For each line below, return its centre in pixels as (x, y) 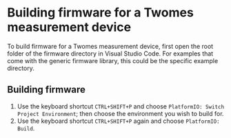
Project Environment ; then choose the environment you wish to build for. (120, 113)
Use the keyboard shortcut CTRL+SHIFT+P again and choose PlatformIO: (118, 121)
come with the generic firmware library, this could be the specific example (113, 60)
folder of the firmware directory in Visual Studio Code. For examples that (110, 54)
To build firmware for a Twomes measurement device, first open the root (110, 46)
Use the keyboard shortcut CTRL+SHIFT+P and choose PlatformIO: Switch (121, 106)
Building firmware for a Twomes (101, 13)
